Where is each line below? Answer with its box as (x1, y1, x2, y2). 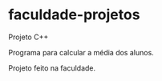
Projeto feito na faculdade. (8, 63, 96, 73)
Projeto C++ (8, 32, 49, 42)
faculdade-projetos (8, 6, 140, 24)
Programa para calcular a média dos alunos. (8, 47, 154, 57)
